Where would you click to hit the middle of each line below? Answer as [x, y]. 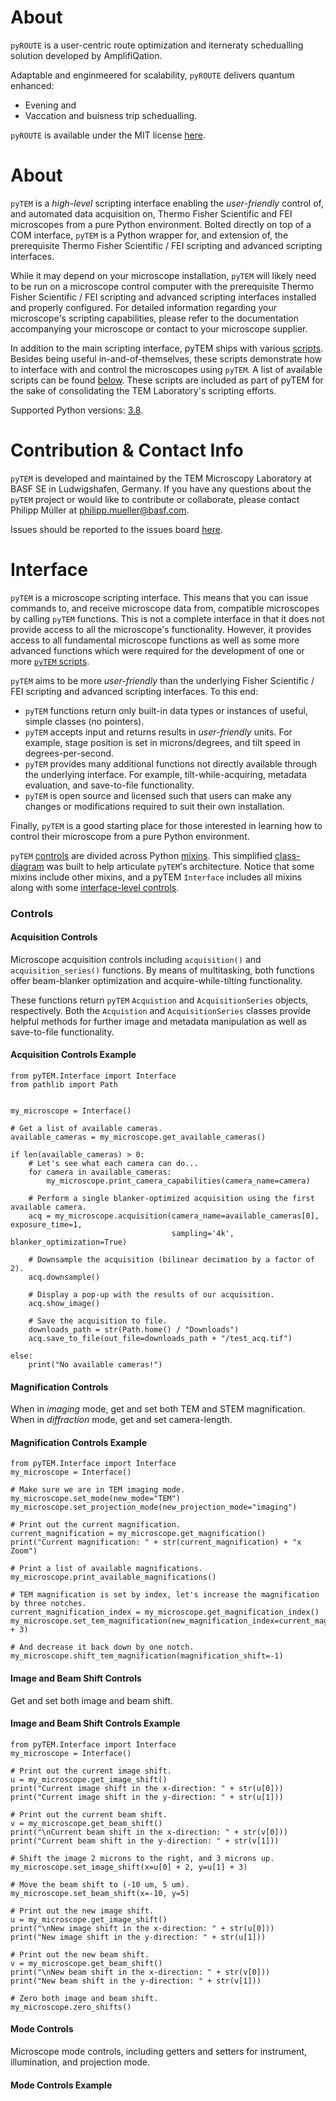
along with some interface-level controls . [95, 887]
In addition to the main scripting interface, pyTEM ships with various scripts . [167, 348]
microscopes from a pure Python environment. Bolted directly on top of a [161, 224]
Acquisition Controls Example [73, 1055]
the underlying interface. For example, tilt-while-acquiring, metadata [165, 774]
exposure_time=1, [46, 1225]
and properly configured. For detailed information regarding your [143, 307]
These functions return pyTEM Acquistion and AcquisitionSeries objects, [159, 1000]
